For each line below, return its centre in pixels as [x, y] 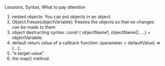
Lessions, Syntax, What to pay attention [45, 7]
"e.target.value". [28, 53]
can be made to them [33, 27]
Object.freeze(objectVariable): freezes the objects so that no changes [83, 22]
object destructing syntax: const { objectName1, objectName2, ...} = [81, 32]
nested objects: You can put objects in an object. [62, 16]
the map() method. [31, 58]
